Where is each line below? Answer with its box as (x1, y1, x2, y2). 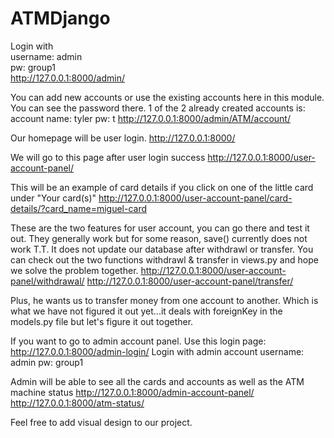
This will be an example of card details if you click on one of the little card (10, 181, 314, 193)
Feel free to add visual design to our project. (10, 416, 193, 428)
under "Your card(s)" (10, 192, 97, 204)
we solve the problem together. (10, 264, 139, 276)
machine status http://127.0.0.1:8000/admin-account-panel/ (10, 386, 255, 398)
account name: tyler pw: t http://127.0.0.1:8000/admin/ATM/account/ (10, 112, 291, 124)
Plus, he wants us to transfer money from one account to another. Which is (10, 294, 319, 306)
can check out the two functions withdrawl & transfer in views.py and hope (10, 253, 319, 266)
